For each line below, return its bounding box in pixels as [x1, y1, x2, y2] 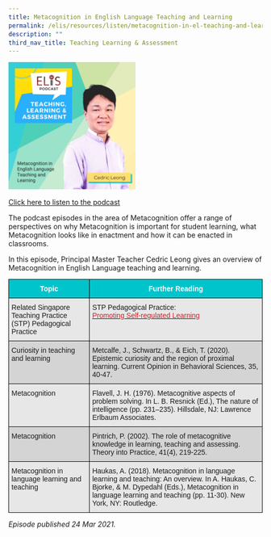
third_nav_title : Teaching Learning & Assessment [8, 39, 179, 47]
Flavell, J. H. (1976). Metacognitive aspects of [92, 388, 236, 398]
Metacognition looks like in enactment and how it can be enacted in [8, 230, 232, 240]
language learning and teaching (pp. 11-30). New [92, 491, 245, 500]
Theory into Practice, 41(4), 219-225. [92, 448, 208, 457]
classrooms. [8, 239, 49, 249]
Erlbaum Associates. [92, 413, 156, 422]
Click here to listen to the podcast [8, 198, 121, 208]
